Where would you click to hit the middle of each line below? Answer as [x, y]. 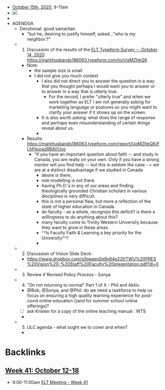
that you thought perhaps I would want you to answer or [98, 86]
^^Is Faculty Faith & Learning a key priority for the [92, 233]
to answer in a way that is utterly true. [80, 91]
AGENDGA [23, 23]
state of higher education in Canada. [78, 207]
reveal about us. [58, 128]
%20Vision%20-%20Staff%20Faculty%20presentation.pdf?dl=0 [93, 264]
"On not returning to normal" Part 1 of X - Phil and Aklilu [83, 285]
